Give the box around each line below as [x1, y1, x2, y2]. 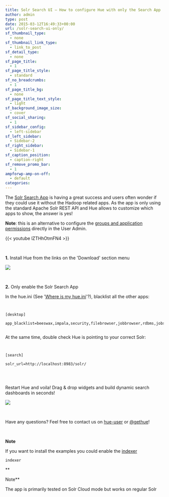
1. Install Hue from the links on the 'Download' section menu [5, 255, 130, 261]
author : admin [5, 12, 35, 17]
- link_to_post [10, 45, 42, 50]
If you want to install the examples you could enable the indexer [5, 448, 137, 454]
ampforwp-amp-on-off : [5, 171, 51, 176]
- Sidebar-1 [10, 148, 35, 153]
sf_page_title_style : [5, 68, 51, 74]
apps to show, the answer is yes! [5, 210, 73, 217]
